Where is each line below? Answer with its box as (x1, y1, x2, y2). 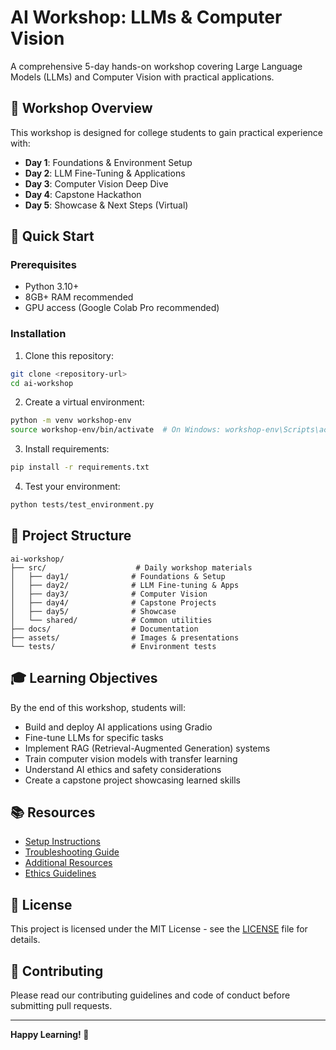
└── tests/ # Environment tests (10, 641, 217, 651)
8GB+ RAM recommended (24, 291, 134, 303)
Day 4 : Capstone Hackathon (24, 188, 142, 200)
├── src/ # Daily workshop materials (10, 562, 253, 573)
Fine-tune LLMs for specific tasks (24, 731, 164, 743)
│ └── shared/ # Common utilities (10, 615, 213, 625)
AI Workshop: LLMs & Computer (10, 6, 283, 29)
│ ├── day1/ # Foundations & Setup (10, 571, 226, 581)
